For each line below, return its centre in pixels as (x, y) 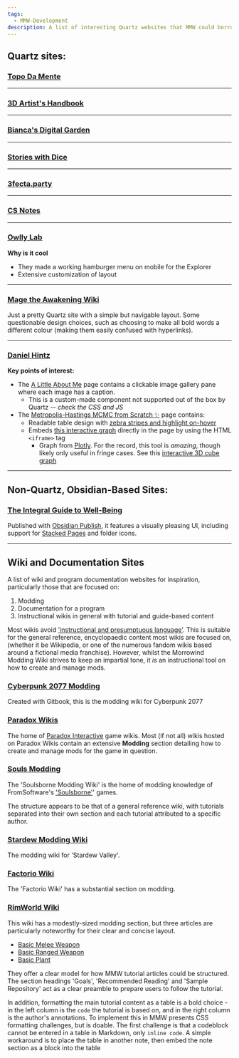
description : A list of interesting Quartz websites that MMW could (111, 27)
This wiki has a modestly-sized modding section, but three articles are (110, 923)
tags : (15, 14)
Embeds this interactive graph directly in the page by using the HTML (130, 430)
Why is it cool (28, 253)
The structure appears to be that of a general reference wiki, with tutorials (116, 806)
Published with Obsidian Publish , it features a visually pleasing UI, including (118, 526)
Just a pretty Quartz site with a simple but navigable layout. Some (104, 315)
